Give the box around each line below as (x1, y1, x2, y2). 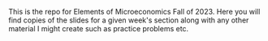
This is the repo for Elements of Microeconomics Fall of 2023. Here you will (8, 7, 261, 16)
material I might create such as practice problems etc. (8, 24, 189, 33)
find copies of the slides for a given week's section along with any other (8, 15, 249, 25)
